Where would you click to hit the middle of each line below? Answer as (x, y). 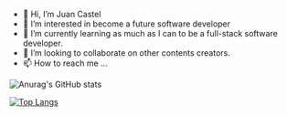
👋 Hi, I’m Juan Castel (62, 14)
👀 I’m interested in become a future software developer (127, 24)
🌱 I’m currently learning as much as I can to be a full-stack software (150, 33)
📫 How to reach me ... (65, 63)
